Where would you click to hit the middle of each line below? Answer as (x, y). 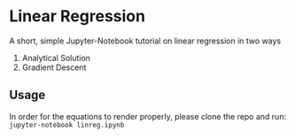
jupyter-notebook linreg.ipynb (67, 125)
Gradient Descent (54, 67)
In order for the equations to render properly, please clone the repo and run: (147, 116)
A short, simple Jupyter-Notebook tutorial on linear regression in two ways (145, 41)
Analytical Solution (56, 57)
